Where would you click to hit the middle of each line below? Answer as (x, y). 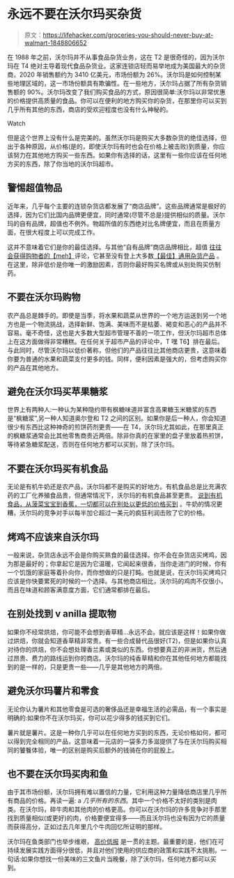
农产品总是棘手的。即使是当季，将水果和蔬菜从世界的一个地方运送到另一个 (114, 315)
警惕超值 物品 (35, 188)
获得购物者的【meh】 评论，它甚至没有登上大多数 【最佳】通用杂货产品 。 (118, 256)
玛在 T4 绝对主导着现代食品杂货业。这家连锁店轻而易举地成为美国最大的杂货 (117, 66)
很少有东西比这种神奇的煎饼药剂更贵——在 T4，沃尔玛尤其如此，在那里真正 (116, 427)
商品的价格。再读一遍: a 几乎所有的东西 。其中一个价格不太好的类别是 (112, 801)
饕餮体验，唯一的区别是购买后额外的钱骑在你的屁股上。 (99, 750)
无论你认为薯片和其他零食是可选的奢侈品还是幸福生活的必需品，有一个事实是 (117, 709)
